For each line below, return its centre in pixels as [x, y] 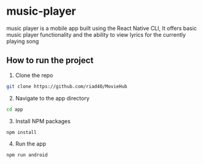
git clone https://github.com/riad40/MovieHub [67, 86]
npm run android [27, 155]
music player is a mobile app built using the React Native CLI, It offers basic [102, 28]
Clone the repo [34, 75]
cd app [15, 109]
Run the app [31, 144]
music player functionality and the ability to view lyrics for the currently [96, 34]
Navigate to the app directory [52, 98]
